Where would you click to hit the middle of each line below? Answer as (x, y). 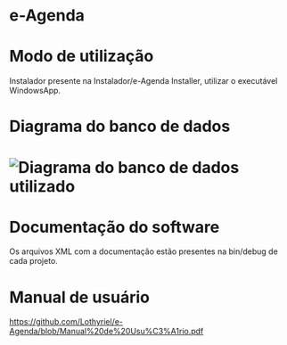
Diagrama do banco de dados (120, 127)
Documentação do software (115, 227)
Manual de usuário (79, 297)
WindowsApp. (35, 91)
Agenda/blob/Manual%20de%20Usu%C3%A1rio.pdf (107, 332)
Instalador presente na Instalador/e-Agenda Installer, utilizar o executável (143, 81)
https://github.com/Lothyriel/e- (66, 322)
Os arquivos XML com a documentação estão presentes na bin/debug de (143, 251)
